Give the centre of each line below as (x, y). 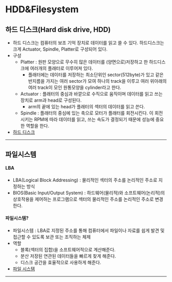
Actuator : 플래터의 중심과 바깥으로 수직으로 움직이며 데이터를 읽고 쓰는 (91, 94)
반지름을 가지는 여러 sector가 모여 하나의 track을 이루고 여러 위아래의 (97, 81)
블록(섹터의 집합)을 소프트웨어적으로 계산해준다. (68, 249)
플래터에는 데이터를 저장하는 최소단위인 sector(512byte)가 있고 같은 (96, 75)
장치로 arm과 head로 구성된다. (51, 100)
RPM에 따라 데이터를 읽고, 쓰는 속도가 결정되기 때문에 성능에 (94, 119)
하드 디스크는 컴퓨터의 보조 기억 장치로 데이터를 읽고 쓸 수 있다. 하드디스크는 (89, 43)
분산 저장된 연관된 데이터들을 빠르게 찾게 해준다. (68, 256)
